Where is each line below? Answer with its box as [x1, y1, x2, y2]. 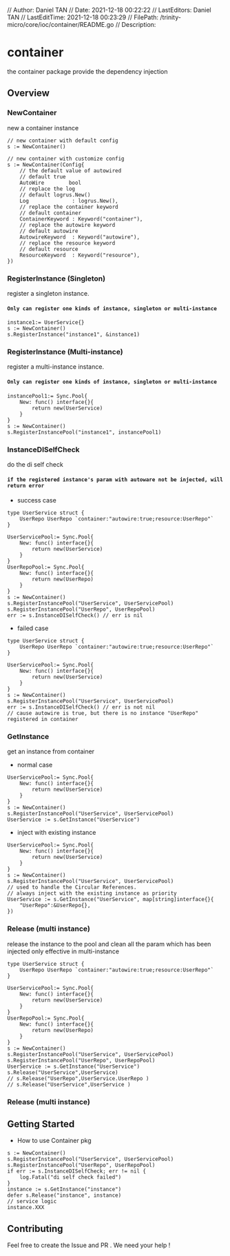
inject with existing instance [17, 829, 96, 837]
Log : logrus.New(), [19, 197, 118, 204]
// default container [19, 210, 81, 216]
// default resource [19, 245, 79, 252]
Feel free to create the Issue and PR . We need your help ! [7, 1241, 171, 1250]
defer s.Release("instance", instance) [7, 1192, 122, 1199]
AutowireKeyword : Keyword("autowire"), [19, 234, 140, 241]
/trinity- [160, 13, 181, 21]
